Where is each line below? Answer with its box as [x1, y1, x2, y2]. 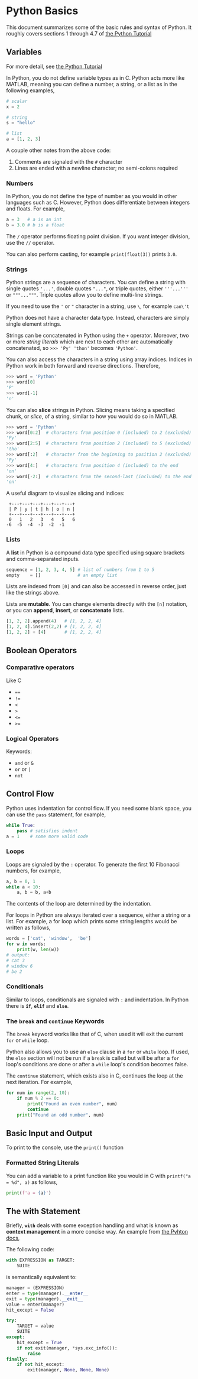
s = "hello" [6, 120, 35, 126]
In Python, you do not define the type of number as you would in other [6, 193, 177, 200]
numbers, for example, [6, 867, 61, 874]
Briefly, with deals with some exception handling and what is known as [6, 1222, 178, 1229]
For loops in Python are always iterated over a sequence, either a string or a [6, 911, 191, 919]
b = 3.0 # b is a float [6, 222, 65, 228]
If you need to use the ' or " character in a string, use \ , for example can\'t [6, 303, 190, 310]
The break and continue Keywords [6, 1017, 105, 1025]
